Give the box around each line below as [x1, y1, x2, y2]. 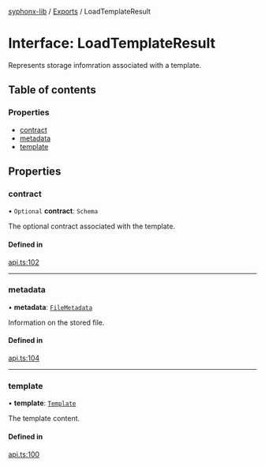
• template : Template [8, 398, 77, 408]
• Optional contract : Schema [8, 206, 99, 216]
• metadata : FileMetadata [8, 302, 93, 311]
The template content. [8, 414, 80, 424]
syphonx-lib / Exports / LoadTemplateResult [8, 7, 151, 16]
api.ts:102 [8, 257, 39, 267]
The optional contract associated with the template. [8, 221, 176, 232]
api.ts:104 [8, 353, 40, 363]
